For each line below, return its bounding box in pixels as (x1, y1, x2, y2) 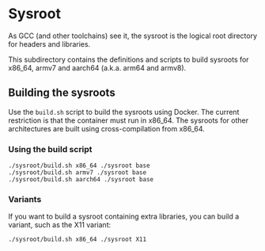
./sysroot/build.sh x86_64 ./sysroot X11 (8, 235, 147, 244)
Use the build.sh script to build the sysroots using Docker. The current (8, 107, 240, 116)
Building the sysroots (8, 86, 116, 100)
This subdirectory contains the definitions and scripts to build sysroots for (8, 55, 249, 64)
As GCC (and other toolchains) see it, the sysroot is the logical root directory (8, 31, 258, 40)
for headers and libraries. (8, 39, 91, 48)
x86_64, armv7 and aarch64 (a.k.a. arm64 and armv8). (8, 63, 187, 72)
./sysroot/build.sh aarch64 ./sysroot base (8, 176, 154, 184)
